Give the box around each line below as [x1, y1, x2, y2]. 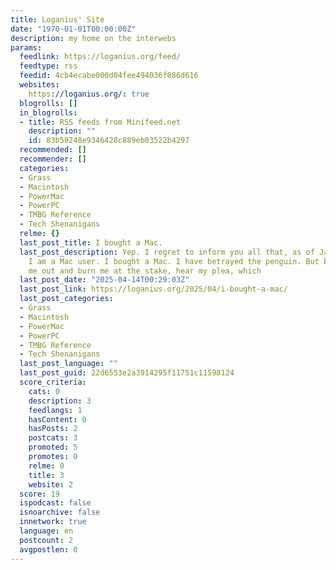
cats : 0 [28, 386, 60, 396]
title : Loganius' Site [10, 14, 105, 25]
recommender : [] [19, 154, 87, 164]
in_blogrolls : [19, 107, 78, 118]
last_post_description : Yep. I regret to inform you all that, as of [19, 247, 315, 257]
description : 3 [28, 396, 92, 406]
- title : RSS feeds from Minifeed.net [19, 117, 182, 127]
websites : [19, 80, 60, 90]
